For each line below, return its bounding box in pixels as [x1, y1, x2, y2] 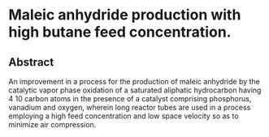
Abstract [8, 55, 54, 69]
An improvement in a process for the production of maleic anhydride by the [8, 77, 260, 86]
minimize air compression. [8, 120, 97, 129]
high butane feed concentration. [8, 23, 232, 41]
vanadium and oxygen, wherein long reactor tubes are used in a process [8, 103, 251, 112]
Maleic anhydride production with [8, 6, 241, 24]
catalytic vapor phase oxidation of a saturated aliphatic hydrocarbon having [8, 85, 262, 95]
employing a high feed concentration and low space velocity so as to [8, 111, 239, 121]
